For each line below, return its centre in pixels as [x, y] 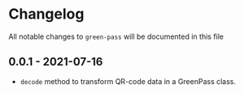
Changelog [46, 14]
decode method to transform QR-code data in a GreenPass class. [128, 81]
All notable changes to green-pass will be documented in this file [116, 36]
